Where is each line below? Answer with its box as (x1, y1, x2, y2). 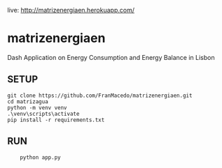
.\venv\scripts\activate (7, 110, 80, 117)
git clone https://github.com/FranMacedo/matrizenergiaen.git (7, 92, 193, 99)
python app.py (20, 153, 61, 161)
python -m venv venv (7, 104, 68, 111)
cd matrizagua (7, 98, 49, 105)
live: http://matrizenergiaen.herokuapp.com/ (7, 6, 135, 14)
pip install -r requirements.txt (7, 116, 105, 123)
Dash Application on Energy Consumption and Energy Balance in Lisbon (7, 53, 215, 61)
